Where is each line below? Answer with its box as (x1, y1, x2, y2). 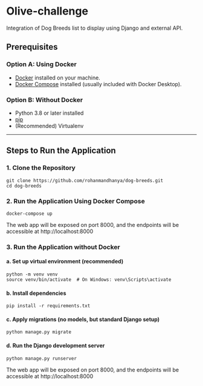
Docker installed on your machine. (14, 74, 101, 81)
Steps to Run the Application (6, 146, 116, 156)
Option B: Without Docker (6, 95, 83, 104)
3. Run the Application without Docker (6, 243, 121, 251)
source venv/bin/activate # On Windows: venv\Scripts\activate (6, 277, 172, 283)
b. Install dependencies (6, 289, 66, 297)
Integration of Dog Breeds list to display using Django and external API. (6, 24, 183, 32)
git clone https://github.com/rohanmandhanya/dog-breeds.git (6, 177, 164, 183)
